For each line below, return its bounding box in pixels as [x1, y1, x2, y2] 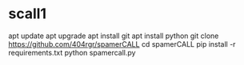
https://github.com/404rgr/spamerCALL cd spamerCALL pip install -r [8, 39, 236, 48]
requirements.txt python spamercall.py [8, 48, 136, 57]
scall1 [8, 5, 46, 23]
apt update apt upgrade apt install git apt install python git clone [8, 31, 219, 40]
